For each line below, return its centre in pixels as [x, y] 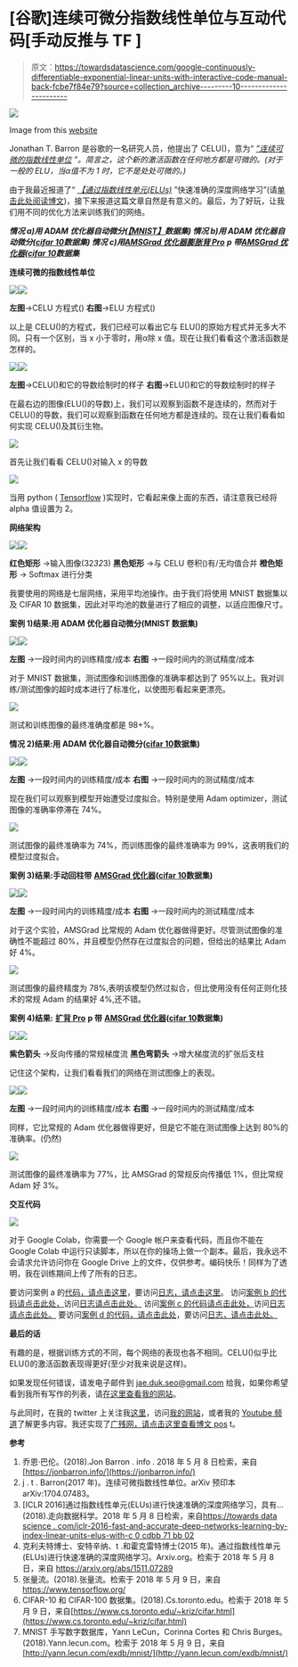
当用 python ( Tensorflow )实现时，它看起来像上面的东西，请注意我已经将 [143, 497]
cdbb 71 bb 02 [168, 1535]
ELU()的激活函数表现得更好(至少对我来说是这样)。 [101, 1363]
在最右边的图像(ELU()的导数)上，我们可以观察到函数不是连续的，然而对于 [143, 403]
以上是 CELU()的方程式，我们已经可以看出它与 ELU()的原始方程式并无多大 [144, 326]
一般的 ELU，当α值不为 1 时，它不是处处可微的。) [98, 170]
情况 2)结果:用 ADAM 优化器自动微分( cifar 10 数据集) [105, 743]
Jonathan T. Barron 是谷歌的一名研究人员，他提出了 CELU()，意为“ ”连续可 [146, 148]
